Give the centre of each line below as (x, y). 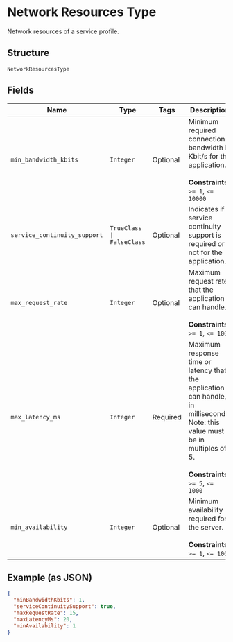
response (204, 353)
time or (200, 361)
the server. (206, 527)
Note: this (204, 422)
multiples (203, 448)
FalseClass (128, 242)
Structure (28, 53)
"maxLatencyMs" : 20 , (43, 619)
